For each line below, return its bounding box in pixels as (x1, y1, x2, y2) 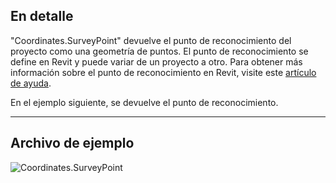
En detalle (10, 8, 74, 25)
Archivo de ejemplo (10, 135, 135, 152)
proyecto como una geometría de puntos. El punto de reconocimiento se (10, 45, 309, 57)
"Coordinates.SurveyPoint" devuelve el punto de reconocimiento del (10, 34, 292, 46)
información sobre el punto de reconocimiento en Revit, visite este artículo (10, 66, 317, 78)
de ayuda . (10, 77, 52, 89)
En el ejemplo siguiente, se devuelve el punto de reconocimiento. (10, 96, 279, 108)
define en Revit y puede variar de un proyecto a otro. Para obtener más (10, 55, 303, 68)
